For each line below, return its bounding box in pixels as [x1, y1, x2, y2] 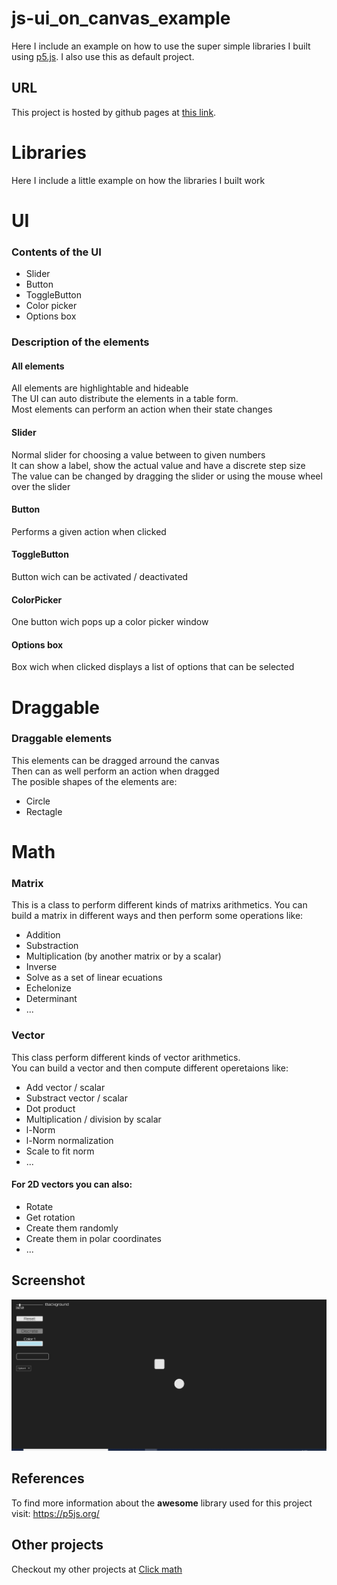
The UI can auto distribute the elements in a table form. [11, 393, 239, 405]
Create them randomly [25, 1222, 119, 1234]
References [11, 1470, 85, 1487]
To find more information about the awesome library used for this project [11, 1497, 313, 1509]
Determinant [25, 993, 78, 1005]
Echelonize [25, 982, 72, 994]
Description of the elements [11, 335, 150, 349]
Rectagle [25, 805, 63, 817]
